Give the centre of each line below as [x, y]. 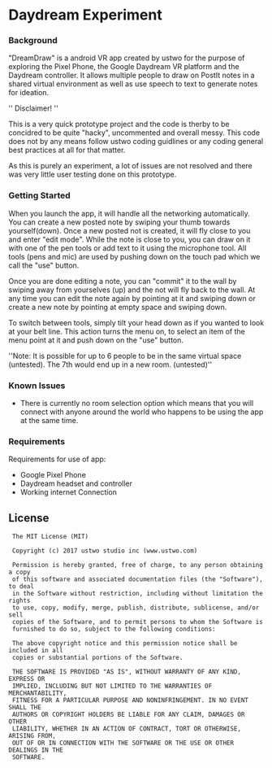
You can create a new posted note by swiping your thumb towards [119, 222]
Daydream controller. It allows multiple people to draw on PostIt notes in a [132, 76]
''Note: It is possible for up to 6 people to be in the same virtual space [125, 356]
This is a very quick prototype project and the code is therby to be [119, 124]
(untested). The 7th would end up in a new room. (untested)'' [110, 364]
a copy [19, 572]
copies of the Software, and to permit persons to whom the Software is [138, 622]
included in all [36, 651]
